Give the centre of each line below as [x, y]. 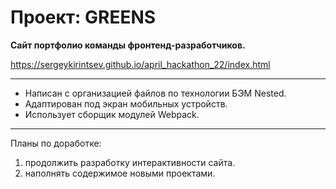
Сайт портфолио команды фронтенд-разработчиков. [128, 45]
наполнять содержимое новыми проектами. [120, 173]
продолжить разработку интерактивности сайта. [130, 162]
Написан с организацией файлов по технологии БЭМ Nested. [155, 93]
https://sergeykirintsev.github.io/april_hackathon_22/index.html [140, 64]
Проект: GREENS [83, 17]
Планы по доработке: [56, 143]
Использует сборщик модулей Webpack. [112, 114]
